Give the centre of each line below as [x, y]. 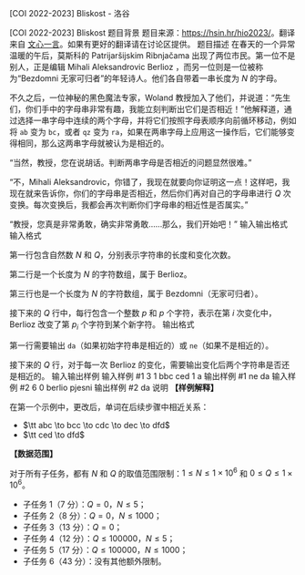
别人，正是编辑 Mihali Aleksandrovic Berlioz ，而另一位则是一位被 [132, 67]
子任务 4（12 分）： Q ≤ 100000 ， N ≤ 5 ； [99, 539]
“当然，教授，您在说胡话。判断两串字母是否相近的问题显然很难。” [131, 163]
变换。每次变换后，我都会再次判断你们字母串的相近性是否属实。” [129, 205]
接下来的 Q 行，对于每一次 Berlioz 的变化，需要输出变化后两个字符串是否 [146, 365]
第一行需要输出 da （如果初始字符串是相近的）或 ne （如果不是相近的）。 [142, 345]
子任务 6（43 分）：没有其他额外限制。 [94, 561]
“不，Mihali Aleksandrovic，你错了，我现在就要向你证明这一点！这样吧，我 [150, 182]
